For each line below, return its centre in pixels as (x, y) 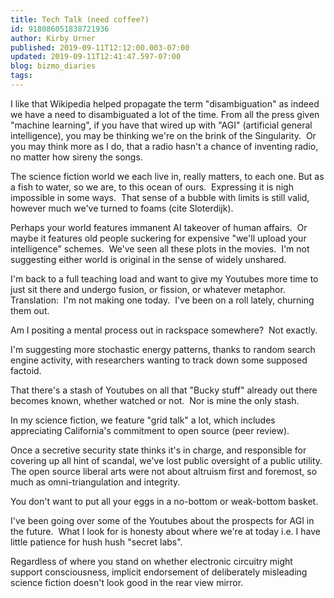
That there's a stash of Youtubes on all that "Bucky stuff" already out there (164, 390)
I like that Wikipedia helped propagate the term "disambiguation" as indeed (165, 103)
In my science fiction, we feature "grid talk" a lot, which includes (143, 420)
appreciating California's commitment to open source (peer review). (150, 430)
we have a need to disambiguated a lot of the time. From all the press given (165, 114)
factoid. (26, 370)
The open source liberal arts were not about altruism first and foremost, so (164, 471)
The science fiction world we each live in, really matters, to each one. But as (167, 176)
